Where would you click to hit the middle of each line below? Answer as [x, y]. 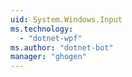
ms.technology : [42, 29]
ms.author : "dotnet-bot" [62, 47]
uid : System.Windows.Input [66, 19]
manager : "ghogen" [48, 57]
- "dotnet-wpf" [51, 38]
